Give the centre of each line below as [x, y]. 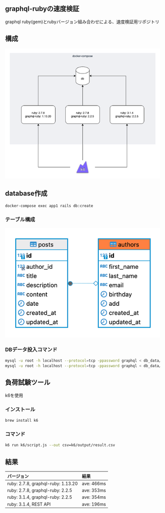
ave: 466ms [94, 483]
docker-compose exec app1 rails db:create [49, 206]
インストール [20, 409]
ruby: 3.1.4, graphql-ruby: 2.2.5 [40, 497]
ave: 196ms [94, 504]
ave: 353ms [94, 490]
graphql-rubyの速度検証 [42, 9]
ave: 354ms [94, 497]
